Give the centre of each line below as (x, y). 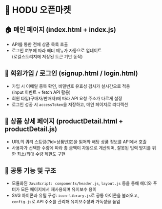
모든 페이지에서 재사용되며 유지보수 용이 (59, 189)
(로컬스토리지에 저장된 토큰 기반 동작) (47, 56)
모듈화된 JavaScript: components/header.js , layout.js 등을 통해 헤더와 (82, 183)
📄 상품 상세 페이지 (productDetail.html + (64, 121)
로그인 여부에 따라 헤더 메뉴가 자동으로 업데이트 (57, 50)
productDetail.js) (31, 129)
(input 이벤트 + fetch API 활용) (41, 92)
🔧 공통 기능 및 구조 (30, 171)
